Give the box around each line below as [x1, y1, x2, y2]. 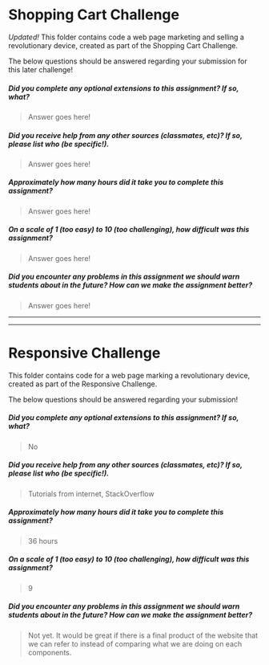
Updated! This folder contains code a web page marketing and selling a [8, 32, 244, 42]
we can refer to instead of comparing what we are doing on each [27, 638, 243, 648]
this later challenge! [8, 64, 74, 74]
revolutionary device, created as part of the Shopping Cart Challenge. [8, 40, 239, 50]
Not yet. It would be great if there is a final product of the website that [27, 630, 259, 640]
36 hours [27, 536, 58, 545]
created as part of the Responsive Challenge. [8, 379, 158, 389]
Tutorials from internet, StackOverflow [27, 488, 155, 499]
